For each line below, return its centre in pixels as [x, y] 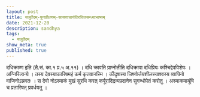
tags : [13, 34]
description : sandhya [33, 28]
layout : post [22, 12]
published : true [26, 51]
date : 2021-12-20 [28, 23]
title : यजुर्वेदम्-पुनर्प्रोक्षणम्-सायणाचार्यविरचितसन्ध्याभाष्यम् [56, 17]
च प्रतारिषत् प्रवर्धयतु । [27, 87]
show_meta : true [26, 45]
